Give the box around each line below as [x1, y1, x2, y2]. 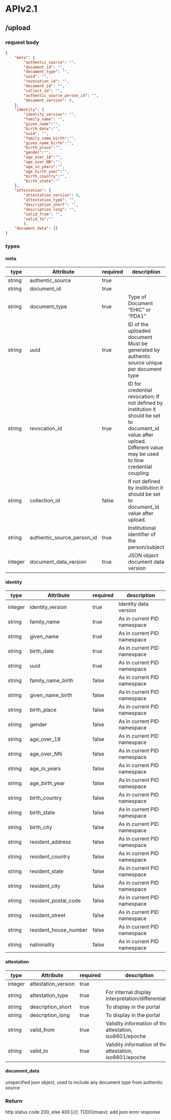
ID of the [128, 321, 149, 328]
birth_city [30, 824, 52, 831]
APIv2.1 [5, 3, 38, 15]
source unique [128, 359, 163, 367]
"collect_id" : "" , [23, 88, 63, 93]
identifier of [128, 531, 156, 538]
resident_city [30, 883, 61, 890]
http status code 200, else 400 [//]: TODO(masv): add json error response [5, 1109, 160, 1115]
